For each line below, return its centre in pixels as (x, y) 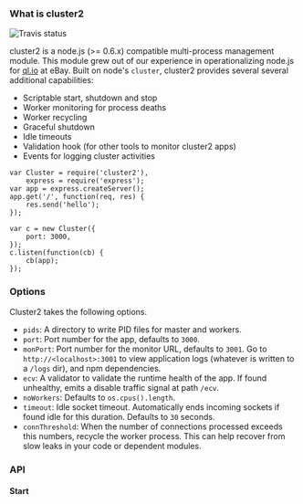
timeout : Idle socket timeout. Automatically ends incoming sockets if (151, 407)
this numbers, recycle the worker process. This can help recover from (154, 436)
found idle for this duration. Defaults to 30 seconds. (119, 416)
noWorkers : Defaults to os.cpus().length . (99, 397)
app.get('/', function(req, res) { (77, 197)
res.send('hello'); (63, 205)
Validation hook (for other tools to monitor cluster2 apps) (130, 147)
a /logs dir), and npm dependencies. (92, 368)
